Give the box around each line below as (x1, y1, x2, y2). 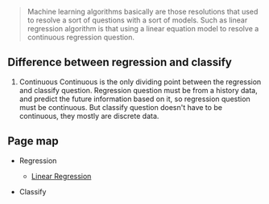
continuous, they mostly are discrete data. (19, 111, 159, 120)
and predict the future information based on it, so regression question (19, 94, 250, 104)
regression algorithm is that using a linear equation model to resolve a (27, 24, 259, 33)
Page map (7, 134, 59, 148)
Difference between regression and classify (7, 55, 233, 69)
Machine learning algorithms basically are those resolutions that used (27, 7, 259, 16)
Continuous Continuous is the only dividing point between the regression (19, 76, 262, 87)
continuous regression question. (27, 32, 134, 42)
